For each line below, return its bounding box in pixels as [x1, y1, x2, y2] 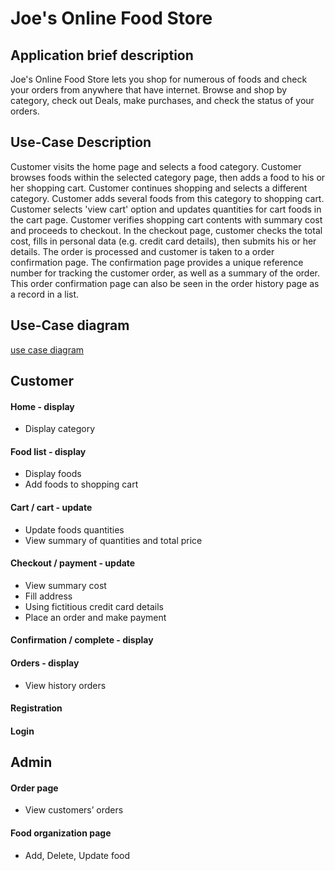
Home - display [10, 400, 75, 412]
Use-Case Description [10, 134, 152, 151]
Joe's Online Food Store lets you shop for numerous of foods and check [10, 73, 308, 85]
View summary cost [24, 579, 107, 591]
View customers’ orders [24, 804, 124, 816]
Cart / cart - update [10, 502, 93, 514]
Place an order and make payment [24, 611, 167, 623]
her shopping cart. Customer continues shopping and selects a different [10, 182, 308, 194]
